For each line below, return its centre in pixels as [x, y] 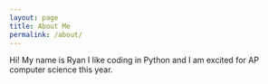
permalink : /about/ [46, 34]
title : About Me [40, 26]
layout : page [34, 18]
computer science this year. [61, 70]
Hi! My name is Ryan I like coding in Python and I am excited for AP [134, 61]
